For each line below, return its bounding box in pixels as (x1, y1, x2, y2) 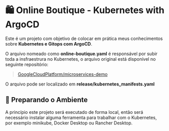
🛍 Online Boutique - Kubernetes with (5, 5, 164, 16)
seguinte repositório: (5, 61, 49, 67)
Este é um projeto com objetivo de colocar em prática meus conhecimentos (5, 35, 163, 41)
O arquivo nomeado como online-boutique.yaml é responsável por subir (5, 51, 158, 57)
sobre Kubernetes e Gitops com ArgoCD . (5, 40, 93, 47)
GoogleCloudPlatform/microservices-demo (17, 71, 108, 77)
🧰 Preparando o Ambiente (5, 96, 88, 104)
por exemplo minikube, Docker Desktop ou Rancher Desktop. (5, 120, 133, 126)
